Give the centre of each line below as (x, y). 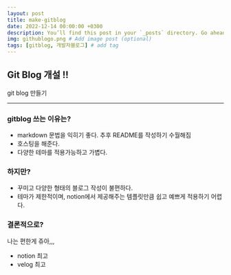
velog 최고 (31, 264)
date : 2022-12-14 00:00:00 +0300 (55, 26)
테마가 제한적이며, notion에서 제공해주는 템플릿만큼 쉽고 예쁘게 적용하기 (113, 197)
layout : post (26, 13)
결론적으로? (25, 225)
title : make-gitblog (37, 20)
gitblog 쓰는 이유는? (39, 119)
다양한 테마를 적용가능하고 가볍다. (62, 153)
